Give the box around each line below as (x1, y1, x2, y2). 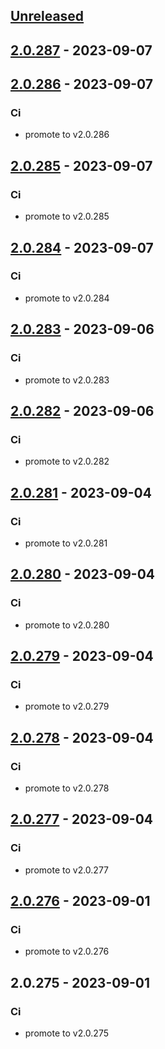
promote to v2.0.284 (24, 292, 110, 304)
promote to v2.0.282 (24, 455, 110, 468)
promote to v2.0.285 (24, 210, 110, 223)
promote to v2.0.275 (24, 1027, 110, 1039)
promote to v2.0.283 (24, 374, 110, 386)
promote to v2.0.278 (24, 782, 110, 794)
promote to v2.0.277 (24, 864, 110, 876)
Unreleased (10, 8, 85, 25)
